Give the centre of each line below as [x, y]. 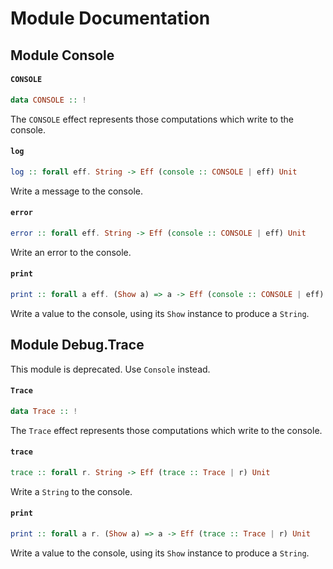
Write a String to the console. [71, 491]
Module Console [62, 55]
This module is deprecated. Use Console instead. [110, 369]
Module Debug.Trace [77, 345]
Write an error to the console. [71, 252]
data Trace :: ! [44, 411]
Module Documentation [110, 18]
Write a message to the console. [76, 191]
